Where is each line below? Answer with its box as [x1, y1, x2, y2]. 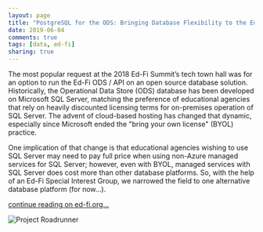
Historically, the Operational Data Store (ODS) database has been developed [8, 86, 254, 95]
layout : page [8, 11, 51, 20]
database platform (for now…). [8, 185, 106, 194]
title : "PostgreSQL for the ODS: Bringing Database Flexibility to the [8, 19, 247, 27]
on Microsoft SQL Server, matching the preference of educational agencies [8, 95, 250, 103]
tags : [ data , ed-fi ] [8, 41, 76, 49]
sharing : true [8, 48, 55, 56]
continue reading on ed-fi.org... [8, 200, 110, 208]
